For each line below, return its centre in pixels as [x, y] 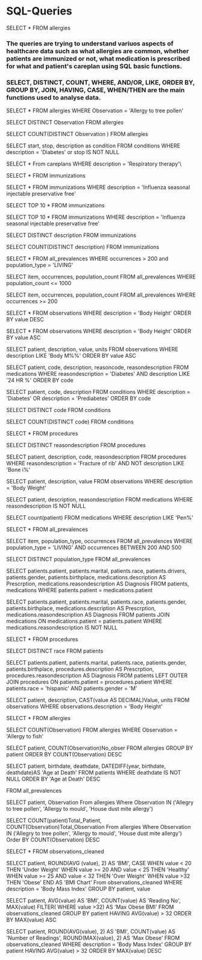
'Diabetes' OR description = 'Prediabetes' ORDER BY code [79, 398]
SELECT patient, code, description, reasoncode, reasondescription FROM [97, 367]
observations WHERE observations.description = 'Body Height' [84, 707]
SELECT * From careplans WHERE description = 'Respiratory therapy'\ [94, 164]
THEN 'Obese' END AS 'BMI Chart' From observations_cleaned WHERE [94, 883]
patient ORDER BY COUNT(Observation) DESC [64, 755]
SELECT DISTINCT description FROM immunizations [71, 235]
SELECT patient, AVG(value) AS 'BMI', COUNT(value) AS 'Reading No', [93, 901]
